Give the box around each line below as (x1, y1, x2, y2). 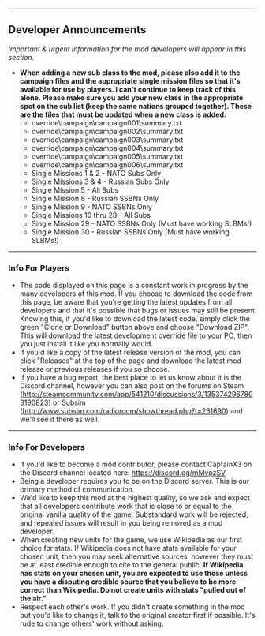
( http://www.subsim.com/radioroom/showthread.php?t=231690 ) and (19, 406, 243, 416)
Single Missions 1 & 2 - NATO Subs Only (31, 168, 162, 178)
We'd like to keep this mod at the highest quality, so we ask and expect (19, 493, 251, 503)
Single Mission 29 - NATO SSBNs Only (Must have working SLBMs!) (31, 219, 252, 228)
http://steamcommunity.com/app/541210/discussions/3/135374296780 (22, 390, 254, 399)
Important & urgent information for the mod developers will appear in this (8, 44, 247, 54)
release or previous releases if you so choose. (19, 365, 170, 374)
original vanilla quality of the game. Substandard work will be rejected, (19, 510, 248, 519)
